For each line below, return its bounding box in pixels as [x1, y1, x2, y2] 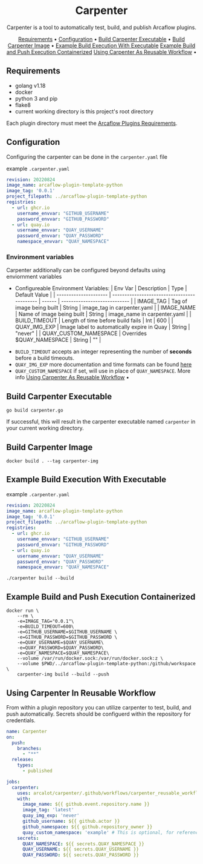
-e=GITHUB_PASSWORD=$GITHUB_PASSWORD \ [17, 634, 118, 640]
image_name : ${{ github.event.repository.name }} [22, 801, 150, 808]
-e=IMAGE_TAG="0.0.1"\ [17, 619, 74, 625]
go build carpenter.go [6, 407, 63, 414]
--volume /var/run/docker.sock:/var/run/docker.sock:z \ [17, 656, 164, 662]
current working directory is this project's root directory [14, 107, 154, 115]
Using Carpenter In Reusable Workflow [6, 688, 156, 698]
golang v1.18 [14, 82, 46, 89]
